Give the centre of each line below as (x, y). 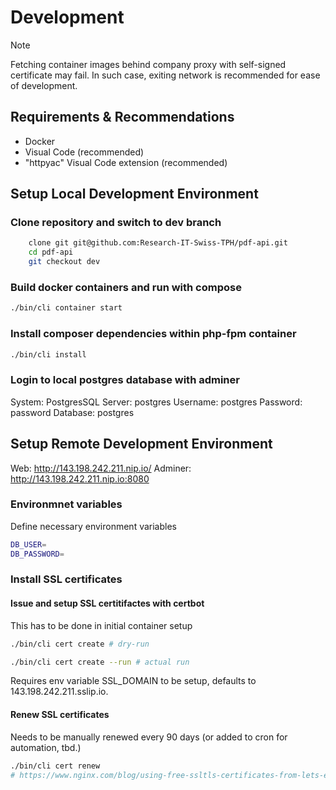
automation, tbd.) (46, 747)
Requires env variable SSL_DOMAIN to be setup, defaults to (133, 681)
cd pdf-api (51, 252)
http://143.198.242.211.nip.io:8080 (80, 478)
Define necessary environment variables (93, 526)
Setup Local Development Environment (134, 194)
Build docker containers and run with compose (126, 287)
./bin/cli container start (66, 308)
